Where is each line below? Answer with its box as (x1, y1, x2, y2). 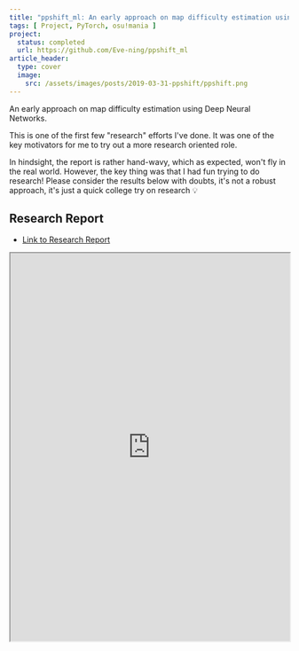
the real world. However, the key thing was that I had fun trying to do (9, 166, 260, 176)
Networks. (9, 113, 47, 123)
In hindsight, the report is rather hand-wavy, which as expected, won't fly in (9, 156, 287, 167)
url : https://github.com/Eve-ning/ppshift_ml (17, 46, 189, 55)
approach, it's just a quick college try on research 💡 (9, 184, 198, 195)
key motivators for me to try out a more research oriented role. (9, 139, 238, 150)
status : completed (17, 37, 86, 47)
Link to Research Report (21, 234, 111, 245)
